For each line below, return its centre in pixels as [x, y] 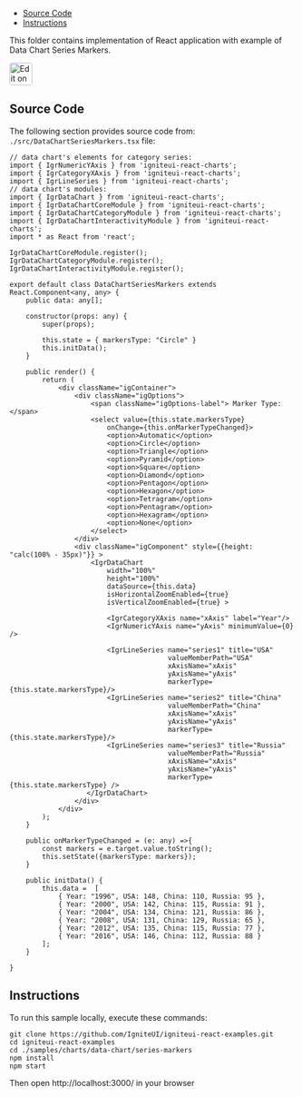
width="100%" [131, 570]
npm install [32, 1058]
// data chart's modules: [58, 189]
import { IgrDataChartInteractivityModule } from [105, 221]
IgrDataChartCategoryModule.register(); [87, 261]
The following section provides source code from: [102, 131]
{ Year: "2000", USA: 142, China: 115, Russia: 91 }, [161, 904]
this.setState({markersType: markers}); [119, 856]
